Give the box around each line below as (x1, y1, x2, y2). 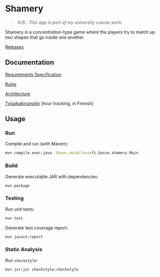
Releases (5, 44, 24, 50)
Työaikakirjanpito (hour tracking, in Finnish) (5, 100, 94, 106)
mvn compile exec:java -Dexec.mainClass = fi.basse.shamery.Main (5, 150, 139, 155)
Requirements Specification (5, 71, 62, 77)
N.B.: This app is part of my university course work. (17, 19, 123, 25)
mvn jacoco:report (5, 234, 43, 239)
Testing (5, 195, 24, 202)
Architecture (5, 90, 31, 97)
